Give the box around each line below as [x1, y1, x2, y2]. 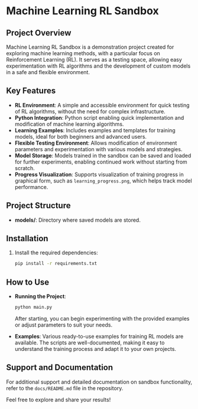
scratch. [14, 164, 35, 171]
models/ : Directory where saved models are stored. [14, 216, 141, 223]
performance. [14, 183, 48, 190]
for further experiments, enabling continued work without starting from [14, 158, 187, 165]
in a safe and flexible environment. [6, 69, 90, 75]
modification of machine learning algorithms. [14, 120, 124, 127]
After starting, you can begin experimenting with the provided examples [14, 315, 190, 322]
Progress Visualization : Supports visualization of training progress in [14, 171, 184, 178]
